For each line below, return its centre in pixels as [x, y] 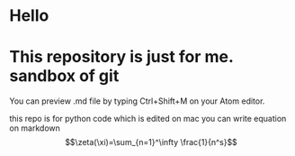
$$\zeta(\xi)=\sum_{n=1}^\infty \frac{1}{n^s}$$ [151, 142]
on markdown [35, 128]
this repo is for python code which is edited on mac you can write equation [148, 119]
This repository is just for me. [121, 57]
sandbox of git [64, 76]
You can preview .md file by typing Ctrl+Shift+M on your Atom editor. [137, 101]
